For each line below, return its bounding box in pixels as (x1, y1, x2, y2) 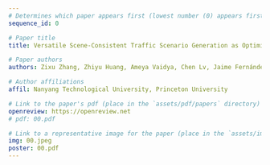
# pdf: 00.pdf (8, 114, 56, 123)
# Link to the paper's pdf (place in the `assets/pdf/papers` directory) (8, 100, 261, 108)
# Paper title (8, 34, 56, 42)
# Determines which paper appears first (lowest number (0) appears (8, 11, 243, 20)
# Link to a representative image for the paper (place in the (8, 130, 225, 138)
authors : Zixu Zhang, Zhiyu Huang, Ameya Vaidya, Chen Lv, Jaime (8, 64, 231, 72)
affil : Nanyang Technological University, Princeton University (8, 85, 228, 93)
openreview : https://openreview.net (8, 107, 131, 115)
